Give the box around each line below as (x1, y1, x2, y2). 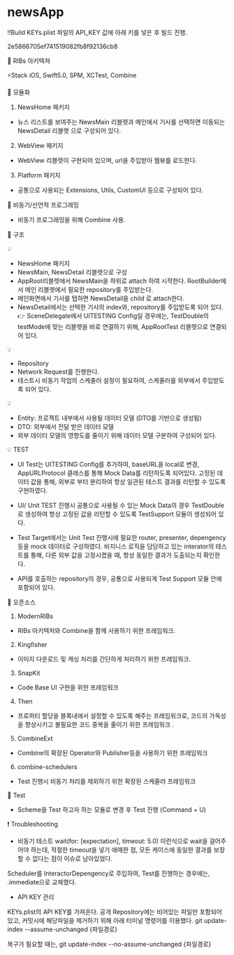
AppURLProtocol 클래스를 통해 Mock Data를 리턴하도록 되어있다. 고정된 (17, 469, 216, 477)
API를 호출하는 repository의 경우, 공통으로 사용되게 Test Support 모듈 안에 (17, 574, 222, 583)
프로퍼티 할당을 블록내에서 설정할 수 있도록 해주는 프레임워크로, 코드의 (17, 711, 208, 720)
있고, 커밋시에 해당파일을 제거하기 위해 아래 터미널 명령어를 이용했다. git (7, 916, 203, 924)
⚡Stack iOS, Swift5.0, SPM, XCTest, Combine (7, 71, 137, 79)
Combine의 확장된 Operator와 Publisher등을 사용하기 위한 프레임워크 (17, 748, 208, 757)
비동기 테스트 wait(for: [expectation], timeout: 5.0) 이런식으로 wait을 (17, 836, 208, 845)
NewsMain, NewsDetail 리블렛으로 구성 (17, 268, 128, 276)
